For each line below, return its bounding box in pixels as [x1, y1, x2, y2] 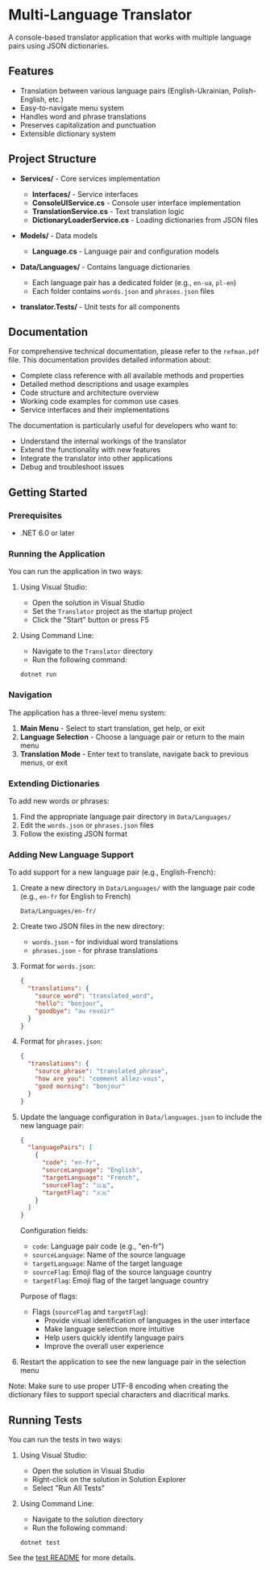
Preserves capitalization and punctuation [19, 120, 156, 130]
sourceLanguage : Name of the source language [31, 1250, 186, 1260]
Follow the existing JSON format [19, 829, 127, 838]
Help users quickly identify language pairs [44, 1333, 185, 1342]
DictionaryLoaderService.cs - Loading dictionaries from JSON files [31, 215, 259, 225]
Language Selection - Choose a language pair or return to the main [19, 732, 245, 741]
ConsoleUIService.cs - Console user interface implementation [31, 198, 241, 208]
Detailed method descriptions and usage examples [19, 380, 189, 389]
